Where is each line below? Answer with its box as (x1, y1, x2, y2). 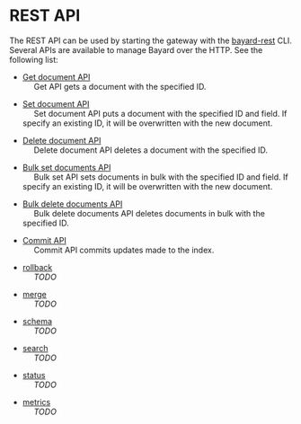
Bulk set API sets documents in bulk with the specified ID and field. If (33, 172, 289, 182)
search (22, 342, 49, 353)
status (22, 369, 46, 380)
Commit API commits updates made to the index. (33, 244, 215, 255)
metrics (22, 396, 51, 407)
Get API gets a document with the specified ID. (33, 81, 207, 92)
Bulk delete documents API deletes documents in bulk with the (33, 208, 265, 218)
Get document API (22, 71, 91, 82)
